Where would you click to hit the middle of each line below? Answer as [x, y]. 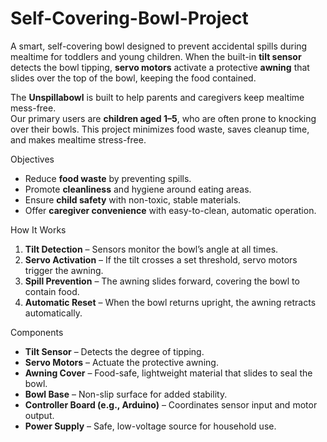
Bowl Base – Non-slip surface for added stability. [126, 394]
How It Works [38, 229]
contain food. [52, 291]
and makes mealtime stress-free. [78, 139]
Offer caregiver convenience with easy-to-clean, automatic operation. [170, 210]
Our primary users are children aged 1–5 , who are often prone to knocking [163, 118]
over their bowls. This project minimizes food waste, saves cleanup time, [160, 129]
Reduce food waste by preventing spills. [108, 178]
